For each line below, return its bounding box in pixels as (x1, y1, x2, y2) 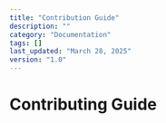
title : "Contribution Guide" (9, 13, 120, 23)
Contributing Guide (9, 94, 157, 115)
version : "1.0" (9, 55, 67, 64)
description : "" (9, 22, 71, 31)
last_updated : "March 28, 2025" (9, 47, 132, 56)
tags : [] (9, 38, 43, 48)
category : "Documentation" (9, 30, 112, 39)
